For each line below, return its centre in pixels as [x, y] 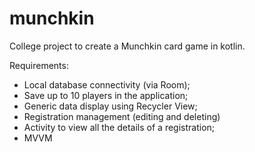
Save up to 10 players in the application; [106, 95]
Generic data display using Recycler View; [110, 106]
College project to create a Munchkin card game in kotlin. [127, 46]
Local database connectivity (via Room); [107, 84]
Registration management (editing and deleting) [122, 116]
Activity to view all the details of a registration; [119, 127]
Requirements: [39, 65]
